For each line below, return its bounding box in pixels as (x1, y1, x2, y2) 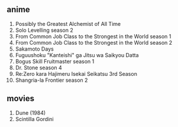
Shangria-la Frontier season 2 (15, 76, 88, 83)
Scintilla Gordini (15, 115, 54, 122)
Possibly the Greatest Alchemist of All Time (15, 20, 121, 27)
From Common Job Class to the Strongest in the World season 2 (15, 39, 173, 46)
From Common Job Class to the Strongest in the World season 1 (15, 32, 171, 40)
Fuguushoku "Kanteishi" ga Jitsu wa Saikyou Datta (15, 51, 139, 58)
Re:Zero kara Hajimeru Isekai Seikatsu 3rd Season (15, 70, 138, 77)
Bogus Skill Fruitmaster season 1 (15, 58, 95, 65)
